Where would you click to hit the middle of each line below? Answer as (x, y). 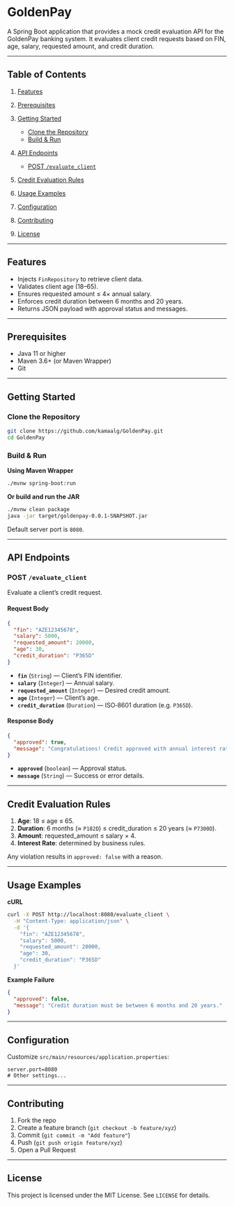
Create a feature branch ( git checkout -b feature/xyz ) (97, 1128)
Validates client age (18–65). (58, 286)
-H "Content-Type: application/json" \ (71, 921)
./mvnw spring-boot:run (42, 484)
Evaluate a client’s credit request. (55, 593)
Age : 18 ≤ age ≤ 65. (46, 821)
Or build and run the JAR (44, 496)
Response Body (31, 721)
